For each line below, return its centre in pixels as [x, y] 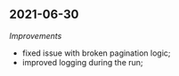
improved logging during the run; [83, 62]
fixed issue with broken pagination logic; [96, 53]
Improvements [36, 35]
